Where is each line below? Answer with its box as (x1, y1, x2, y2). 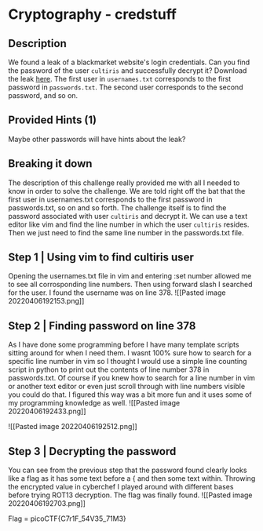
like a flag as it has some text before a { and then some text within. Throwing (8, 474, 256, 483)
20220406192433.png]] (8, 406, 86, 416)
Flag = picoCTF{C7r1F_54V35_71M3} (8, 514, 127, 523)
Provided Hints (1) (8, 114, 97, 127)
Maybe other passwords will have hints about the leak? (8, 134, 186, 144)
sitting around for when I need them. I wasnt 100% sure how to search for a (8, 348, 252, 358)
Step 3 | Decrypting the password (8, 445, 177, 458)
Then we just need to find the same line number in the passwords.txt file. (8, 227, 244, 237)
